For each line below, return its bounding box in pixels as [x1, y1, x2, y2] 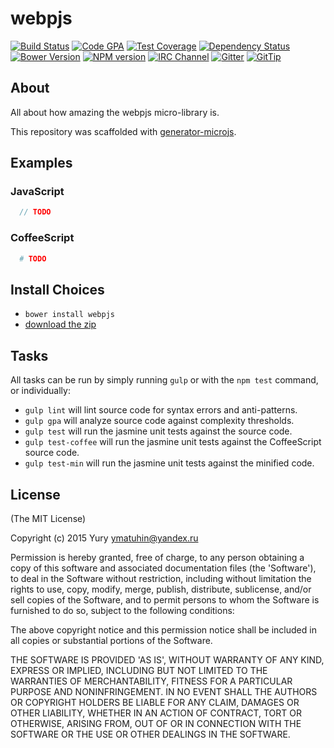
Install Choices [10, 281, 105, 298]
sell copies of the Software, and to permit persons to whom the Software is [10, 593, 320, 606]
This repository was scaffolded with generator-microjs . [10, 125, 237, 137]
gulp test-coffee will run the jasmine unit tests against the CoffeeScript [24, 436, 322, 448]
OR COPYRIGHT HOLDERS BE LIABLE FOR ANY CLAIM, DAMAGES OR [10, 696, 300, 708]
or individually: [10, 385, 71, 397]
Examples [10, 155, 73, 172]
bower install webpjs [24, 310, 115, 320]
